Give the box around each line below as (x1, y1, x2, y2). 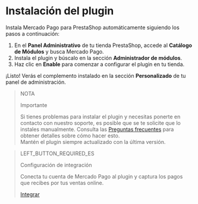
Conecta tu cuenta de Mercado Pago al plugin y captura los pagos (20, 172, 183, 180)
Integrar (20, 190, 40, 197)
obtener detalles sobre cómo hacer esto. (20, 132, 120, 139)
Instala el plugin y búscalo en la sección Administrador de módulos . (14, 54, 183, 61)
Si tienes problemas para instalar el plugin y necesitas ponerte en (20, 113, 181, 120)
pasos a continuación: (5, 30, 60, 37)
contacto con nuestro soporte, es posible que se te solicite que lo (20, 119, 181, 126)
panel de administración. (5, 79, 66, 86)
